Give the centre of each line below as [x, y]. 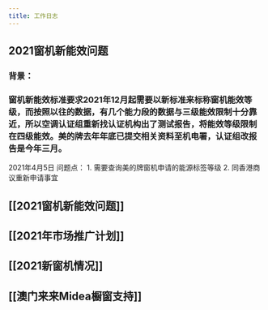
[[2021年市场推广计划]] [66, 236]
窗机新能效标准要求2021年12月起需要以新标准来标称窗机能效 [126, 100]
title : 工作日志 [33, 16]
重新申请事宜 [36, 178]
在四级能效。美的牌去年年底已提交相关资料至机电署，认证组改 [129, 136]
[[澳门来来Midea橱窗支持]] [75, 296]
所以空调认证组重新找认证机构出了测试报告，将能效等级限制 [141, 124]
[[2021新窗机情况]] [56, 266]
